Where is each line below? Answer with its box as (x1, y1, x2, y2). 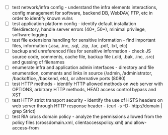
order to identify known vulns (12, 15, 73, 22)
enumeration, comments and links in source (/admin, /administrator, (12, 70, 152, 76)
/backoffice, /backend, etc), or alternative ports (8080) (12, 76, 126, 82)
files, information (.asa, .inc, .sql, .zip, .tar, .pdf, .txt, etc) (12, 43, 128, 49)
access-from (12, 124, 39, 130)
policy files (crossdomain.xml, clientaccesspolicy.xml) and (12, 119, 133, 125)
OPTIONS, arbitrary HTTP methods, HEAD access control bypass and (12, 87, 156, 93)
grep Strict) (12, 108, 36, 114)
